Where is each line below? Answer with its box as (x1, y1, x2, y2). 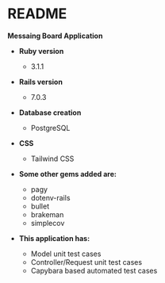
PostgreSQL (30, 123, 71, 132)
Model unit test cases (30, 249, 102, 258)
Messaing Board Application (7, 31, 103, 40)
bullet (30, 201, 49, 211)
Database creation (18, 108, 82, 117)
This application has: (18, 233, 90, 243)
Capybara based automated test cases (30, 266, 158, 275)
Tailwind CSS (30, 154, 75, 163)
